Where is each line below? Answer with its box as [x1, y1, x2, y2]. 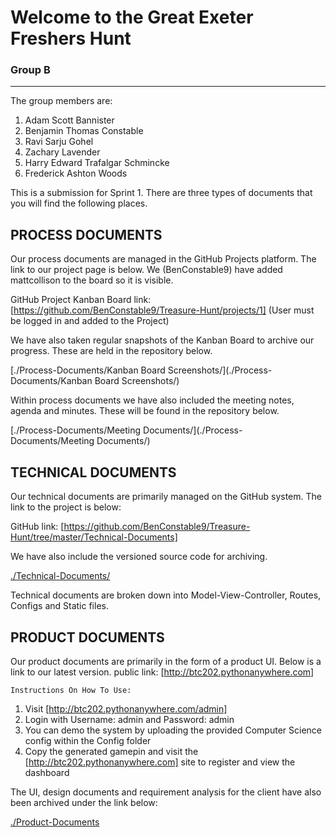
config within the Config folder [24, 734, 152, 746]
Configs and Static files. [10, 600, 109, 612]
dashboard [24, 766, 70, 778]
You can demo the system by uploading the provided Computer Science [24, 724, 322, 736]
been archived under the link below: [10, 796, 158, 808]
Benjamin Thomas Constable [24, 125, 144, 137]
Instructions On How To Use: [10, 685, 132, 695]
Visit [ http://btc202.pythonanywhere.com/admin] [24, 702, 228, 715]
